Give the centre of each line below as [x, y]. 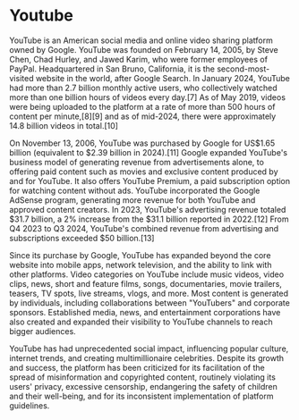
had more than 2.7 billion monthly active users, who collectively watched [143, 88]
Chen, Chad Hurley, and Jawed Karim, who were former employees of [139, 59]
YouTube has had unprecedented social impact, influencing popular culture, [149, 349]
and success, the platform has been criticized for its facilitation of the [137, 367]
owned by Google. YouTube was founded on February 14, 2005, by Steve [144, 49]
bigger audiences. [43, 331]
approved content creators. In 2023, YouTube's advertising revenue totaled [148, 209]
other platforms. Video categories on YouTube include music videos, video [147, 274]
